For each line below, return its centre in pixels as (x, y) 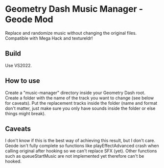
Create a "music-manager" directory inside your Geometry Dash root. (75, 93)
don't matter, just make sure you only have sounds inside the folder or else (80, 108)
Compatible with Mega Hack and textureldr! (49, 38)
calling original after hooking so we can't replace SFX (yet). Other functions (81, 151)
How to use (23, 81)
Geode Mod (29, 19)
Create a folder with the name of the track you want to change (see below (80, 98)
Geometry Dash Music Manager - (74, 9)
